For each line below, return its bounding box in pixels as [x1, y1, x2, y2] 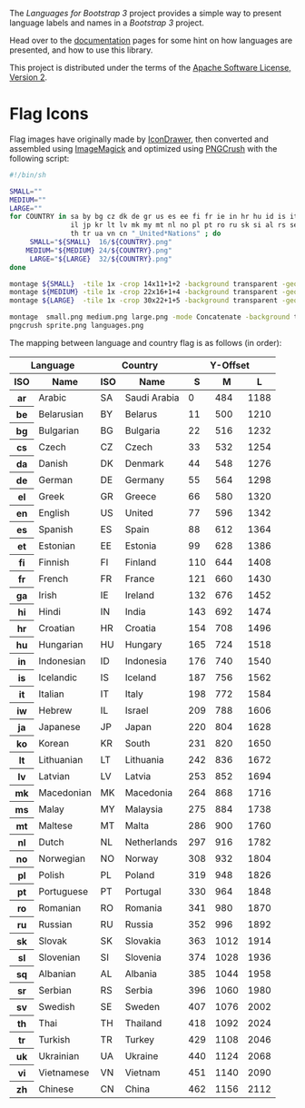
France [124, 572, 155, 585]
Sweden [124, 1000, 161, 1013]
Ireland [124, 589, 155, 601]
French [38, 572, 69, 585]
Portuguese [38, 885, 89, 897]
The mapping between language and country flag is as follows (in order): [9, 337, 282, 348]
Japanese [38, 720, 81, 733]
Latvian [38, 769, 71, 782]
